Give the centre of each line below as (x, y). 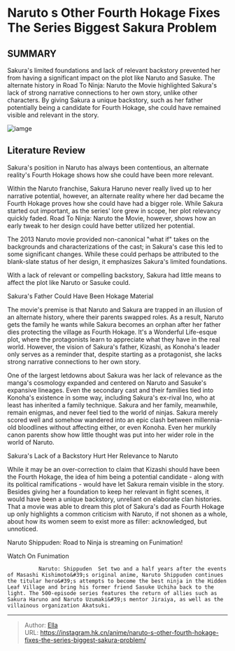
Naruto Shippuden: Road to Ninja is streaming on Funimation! (95, 542)
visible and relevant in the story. (53, 115)
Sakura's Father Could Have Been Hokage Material (80, 296)
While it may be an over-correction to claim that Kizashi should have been (114, 469)
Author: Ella (41, 625)
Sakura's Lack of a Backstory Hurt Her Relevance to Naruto (93, 456)
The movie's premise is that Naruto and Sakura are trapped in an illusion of (115, 309)
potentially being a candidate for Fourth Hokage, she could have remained (114, 107)
